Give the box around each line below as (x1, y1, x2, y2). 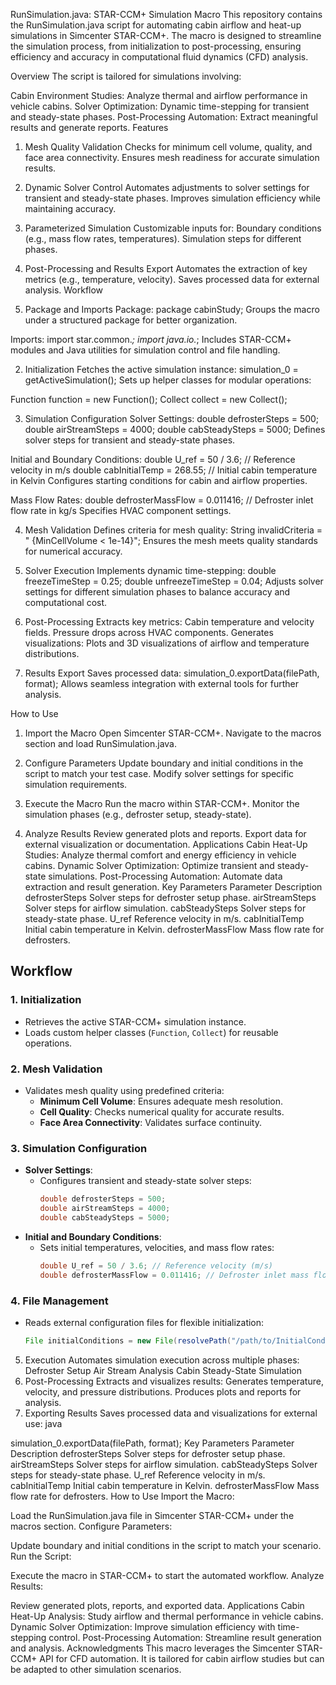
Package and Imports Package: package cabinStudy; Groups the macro (24, 304, 320, 315)
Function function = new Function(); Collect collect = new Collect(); (10, 394, 288, 405)
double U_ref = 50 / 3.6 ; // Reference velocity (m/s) (39, 1260, 273, 1271)
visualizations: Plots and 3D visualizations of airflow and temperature (24, 637, 310, 649)
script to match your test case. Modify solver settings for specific (24, 768, 295, 779)
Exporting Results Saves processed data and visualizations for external (24, 1407, 318, 1419)
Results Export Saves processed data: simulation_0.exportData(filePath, (24, 667, 320, 679)
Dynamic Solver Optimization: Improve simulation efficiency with (10, 1620, 276, 1633)
